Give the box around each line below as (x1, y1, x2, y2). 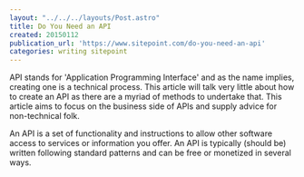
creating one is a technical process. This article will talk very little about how (9, 82, 295, 93)
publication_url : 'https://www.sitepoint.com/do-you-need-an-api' (9, 38, 266, 48)
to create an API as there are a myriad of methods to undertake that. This (9, 92, 283, 103)
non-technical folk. (9, 111, 80, 122)
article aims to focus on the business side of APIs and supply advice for (9, 101, 278, 112)
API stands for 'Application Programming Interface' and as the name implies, (9, 72, 295, 83)
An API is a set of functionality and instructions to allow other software (9, 128, 273, 139)
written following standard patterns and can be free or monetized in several (9, 147, 292, 159)
